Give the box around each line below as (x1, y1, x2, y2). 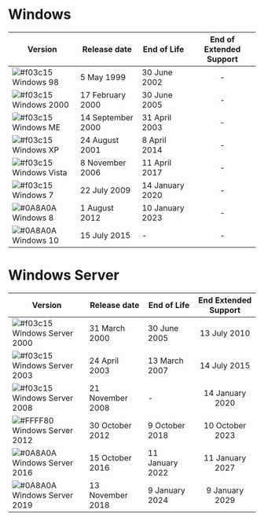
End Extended (198, 295, 252, 306)
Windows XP (12, 144, 60, 155)
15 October (89, 452, 132, 463)
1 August (79, 202, 114, 213)
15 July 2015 (79, 229, 131, 240)
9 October (148, 420, 186, 431)
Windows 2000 (12, 99, 69, 110)
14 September (79, 112, 134, 123)
